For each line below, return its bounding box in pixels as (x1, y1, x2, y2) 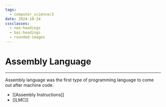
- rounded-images (9, 35, 45, 40)
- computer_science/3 (9, 12, 54, 17)
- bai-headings (9, 30, 41, 35)
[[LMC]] (12, 97, 29, 103)
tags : (5, 7, 16, 12)
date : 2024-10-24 (5, 16, 41, 21)
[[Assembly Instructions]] (12, 92, 64, 98)
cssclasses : (5, 21, 30, 26)
